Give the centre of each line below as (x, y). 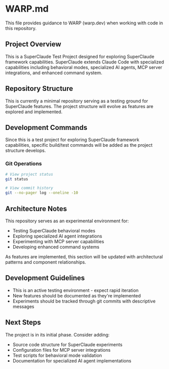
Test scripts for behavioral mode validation (57, 355)
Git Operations (24, 164)
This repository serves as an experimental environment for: (67, 221)
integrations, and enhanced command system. (54, 73)
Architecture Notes (36, 209)
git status (17, 179)
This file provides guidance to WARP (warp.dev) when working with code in (84, 23)
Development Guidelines (45, 278)
